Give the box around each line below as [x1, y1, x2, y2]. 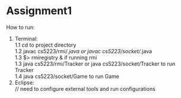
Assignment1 [6, 4, 72, 18]
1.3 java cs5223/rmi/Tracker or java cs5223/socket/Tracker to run [14, 60, 176, 67]
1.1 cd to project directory [14, 41, 77, 48]
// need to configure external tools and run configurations [14, 85, 155, 92]
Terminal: [14, 35, 38, 42]
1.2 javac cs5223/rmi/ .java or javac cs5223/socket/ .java [14, 47, 153, 54]
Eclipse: [14, 79, 34, 86]
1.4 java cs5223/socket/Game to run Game [14, 73, 120, 80]
